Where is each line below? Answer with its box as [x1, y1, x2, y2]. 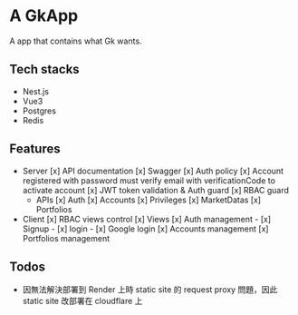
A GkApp [9, 5, 79, 26]
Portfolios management [22, 232, 111, 243]
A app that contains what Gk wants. [9, 35, 142, 46]
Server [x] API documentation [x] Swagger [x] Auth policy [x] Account [22, 165, 284, 176]
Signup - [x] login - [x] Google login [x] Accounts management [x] [22, 223, 269, 234]
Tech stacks [9, 62, 80, 77]
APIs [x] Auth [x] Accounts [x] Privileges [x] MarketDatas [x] [35, 194, 261, 205]
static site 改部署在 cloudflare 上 [22, 296, 143, 307]
